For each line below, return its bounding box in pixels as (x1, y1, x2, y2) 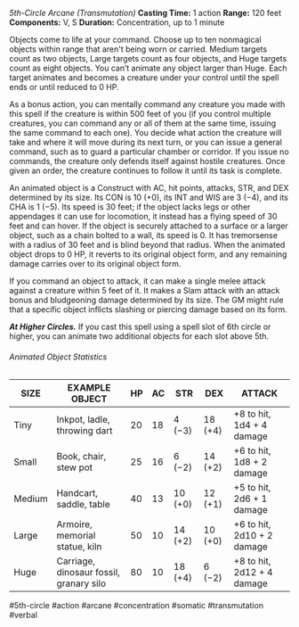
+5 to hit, (233, 482, 271, 494)
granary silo (56, 577, 107, 590)
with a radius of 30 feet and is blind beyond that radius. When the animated (9, 240, 286, 250)
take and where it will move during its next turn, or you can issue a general (9, 137, 283, 147)
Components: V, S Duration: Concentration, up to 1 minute (9, 17, 225, 28)
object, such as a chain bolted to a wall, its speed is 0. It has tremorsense (9, 230, 279, 240)
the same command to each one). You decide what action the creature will (9, 128, 282, 137)
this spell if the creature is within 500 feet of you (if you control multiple (9, 109, 271, 119)
